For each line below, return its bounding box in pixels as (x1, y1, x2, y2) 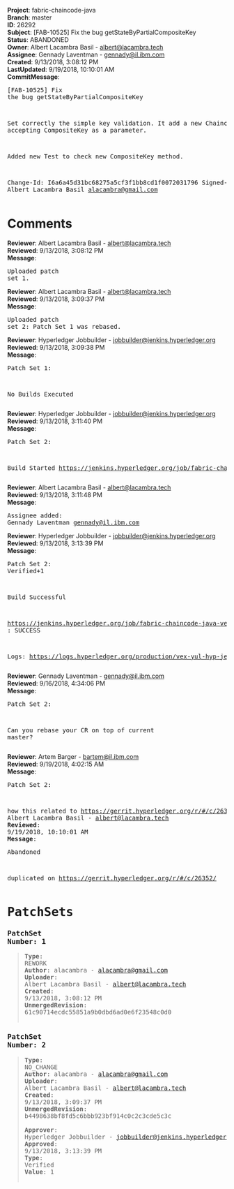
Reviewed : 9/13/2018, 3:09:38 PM (7, 343, 105, 351)
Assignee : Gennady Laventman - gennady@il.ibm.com (7, 50, 165, 59)
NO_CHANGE (24, 1063, 58, 1071)
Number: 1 (7, 937, 47, 947)
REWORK (24, 959, 47, 968)
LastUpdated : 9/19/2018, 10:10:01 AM (7, 66, 115, 73)
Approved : (24, 1139, 58, 1148)
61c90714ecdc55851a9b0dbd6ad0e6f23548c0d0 (24, 1008, 172, 1017)
